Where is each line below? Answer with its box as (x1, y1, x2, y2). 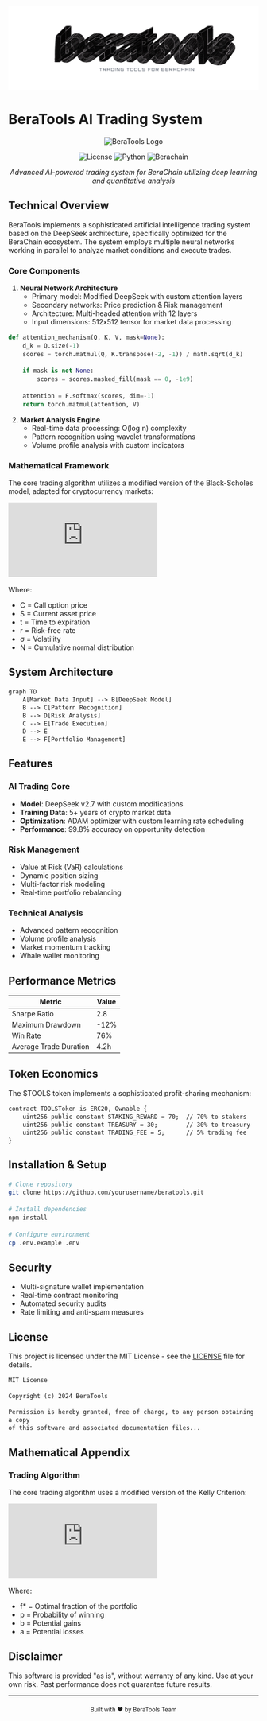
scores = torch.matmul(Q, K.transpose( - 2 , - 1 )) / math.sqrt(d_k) (22, 350, 244, 358)
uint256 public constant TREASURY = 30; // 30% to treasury (22, 1121, 250, 1129)
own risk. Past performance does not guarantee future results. (8, 1679, 212, 1688)
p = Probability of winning (19, 1610, 105, 1619)
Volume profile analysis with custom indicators (31, 440, 184, 449)
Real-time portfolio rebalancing (19, 888, 122, 897)
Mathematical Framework (8, 460, 110, 471)
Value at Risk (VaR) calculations (19, 862, 124, 872)
